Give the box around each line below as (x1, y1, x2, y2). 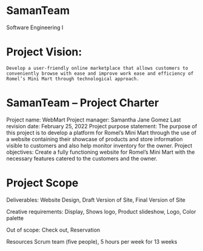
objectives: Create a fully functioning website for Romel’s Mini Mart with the (6, 148, 195, 156)
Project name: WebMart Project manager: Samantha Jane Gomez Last (6, 116, 181, 123)
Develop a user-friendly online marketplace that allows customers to (6, 65, 188, 71)
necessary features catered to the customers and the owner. (6, 154, 158, 162)
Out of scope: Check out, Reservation (6, 226, 101, 233)
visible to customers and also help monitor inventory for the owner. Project (6, 142, 193, 149)
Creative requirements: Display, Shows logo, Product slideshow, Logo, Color (6, 208, 196, 215)
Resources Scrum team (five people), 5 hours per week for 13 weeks (6, 238, 178, 245)
